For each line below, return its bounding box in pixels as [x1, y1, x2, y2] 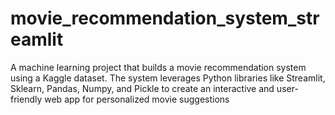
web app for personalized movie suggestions [44, 93, 230, 105]
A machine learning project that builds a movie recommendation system [10, 61, 307, 73]
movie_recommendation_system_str [10, 7, 320, 30]
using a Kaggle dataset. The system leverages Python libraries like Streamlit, [10, 72, 326, 84]
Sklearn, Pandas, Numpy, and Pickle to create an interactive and [10, 82, 275, 94]
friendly [10, 93, 43, 105]
